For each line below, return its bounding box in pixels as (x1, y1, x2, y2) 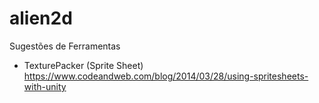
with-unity (23, 80, 67, 92)
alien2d (9, 7, 73, 30)
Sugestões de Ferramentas (9, 40, 121, 52)
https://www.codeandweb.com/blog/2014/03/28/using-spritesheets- (23, 70, 309, 82)
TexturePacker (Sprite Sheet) (23, 59, 144, 71)
